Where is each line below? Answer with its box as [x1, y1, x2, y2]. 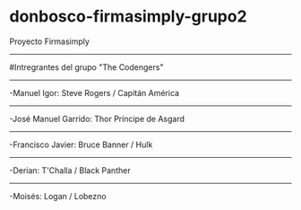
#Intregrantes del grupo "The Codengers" [9, 61, 164, 73]
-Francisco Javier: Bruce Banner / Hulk [9, 139, 153, 150]
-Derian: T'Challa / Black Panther [9, 164, 132, 176]
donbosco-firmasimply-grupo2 [9, 6, 248, 27]
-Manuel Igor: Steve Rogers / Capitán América [9, 87, 180, 98]
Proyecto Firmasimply [9, 36, 90, 47]
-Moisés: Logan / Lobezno [9, 190, 107, 201]
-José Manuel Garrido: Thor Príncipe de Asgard [9, 113, 185, 124]
